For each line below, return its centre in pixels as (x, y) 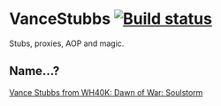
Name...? (34, 71)
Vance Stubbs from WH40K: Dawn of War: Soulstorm (106, 92)
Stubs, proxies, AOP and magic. (67, 43)
